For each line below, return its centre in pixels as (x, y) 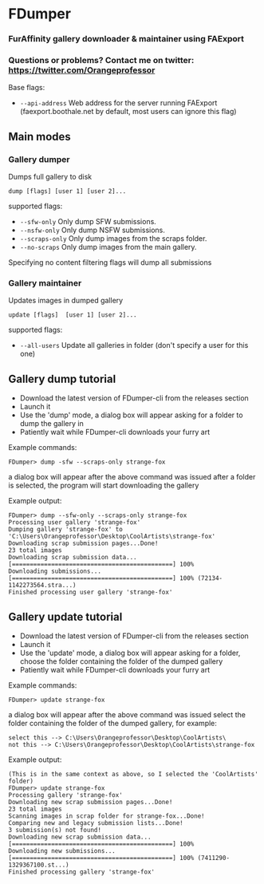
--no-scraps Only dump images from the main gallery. (108, 247)
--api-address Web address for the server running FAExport (118, 103)
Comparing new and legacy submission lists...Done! (96, 823)
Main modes (40, 136)
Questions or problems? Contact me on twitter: (101, 61)
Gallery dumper (39, 159)
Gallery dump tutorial (62, 379)
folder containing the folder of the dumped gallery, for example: (113, 724)
